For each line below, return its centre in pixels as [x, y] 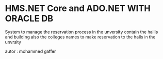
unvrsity [13, 42]
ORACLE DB [29, 18]
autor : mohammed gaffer [31, 51]
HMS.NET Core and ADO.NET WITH [78, 8]
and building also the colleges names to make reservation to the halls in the [80, 37]
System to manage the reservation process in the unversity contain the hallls [81, 32]
